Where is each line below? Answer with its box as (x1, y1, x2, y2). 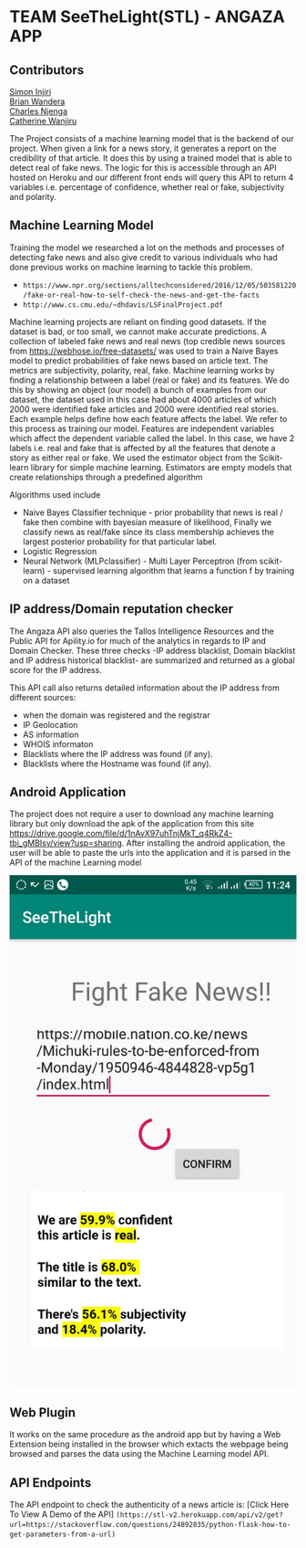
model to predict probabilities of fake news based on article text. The (9, 354, 269, 366)
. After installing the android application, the (121, 837, 286, 848)
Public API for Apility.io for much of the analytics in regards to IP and (9, 635, 267, 646)
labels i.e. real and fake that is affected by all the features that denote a (9, 442, 276, 453)
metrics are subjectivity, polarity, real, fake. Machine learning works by (9, 364, 275, 375)
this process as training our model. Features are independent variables (9, 423, 275, 434)
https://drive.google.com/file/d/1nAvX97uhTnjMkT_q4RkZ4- (9, 828, 233, 839)
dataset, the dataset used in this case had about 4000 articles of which (9, 394, 277, 405)
